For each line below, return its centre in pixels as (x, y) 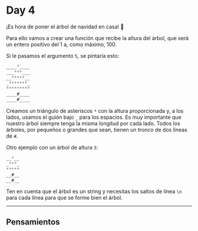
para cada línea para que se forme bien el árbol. (64, 198)
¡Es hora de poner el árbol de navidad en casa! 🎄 (65, 27)
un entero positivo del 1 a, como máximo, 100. (61, 44)
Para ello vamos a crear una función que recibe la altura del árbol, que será (98, 38)
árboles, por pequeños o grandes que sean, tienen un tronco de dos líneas (97, 130)
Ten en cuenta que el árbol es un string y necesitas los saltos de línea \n (94, 191)
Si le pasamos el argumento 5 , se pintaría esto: (63, 56)
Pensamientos (33, 222)
